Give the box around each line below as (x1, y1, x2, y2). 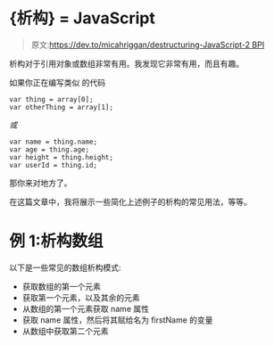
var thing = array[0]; (9, 94, 94, 103)
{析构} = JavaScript (9, 8, 156, 29)
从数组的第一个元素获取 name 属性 (21, 303, 150, 314)
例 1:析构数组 (9, 231, 104, 251)
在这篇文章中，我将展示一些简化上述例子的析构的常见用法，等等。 (9, 196, 252, 207)
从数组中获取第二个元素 (21, 325, 109, 336)
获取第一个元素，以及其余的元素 (21, 292, 140, 303)
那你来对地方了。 (9, 177, 72, 188)
